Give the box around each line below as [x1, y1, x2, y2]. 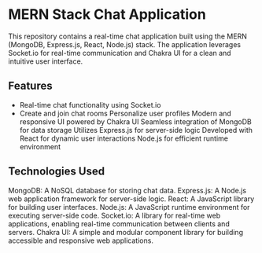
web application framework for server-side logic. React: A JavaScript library [8, 194, 255, 203]
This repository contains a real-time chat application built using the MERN [8, 31, 248, 41]
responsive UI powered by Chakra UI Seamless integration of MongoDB [19, 116, 252, 126]
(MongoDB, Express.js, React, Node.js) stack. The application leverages [8, 39, 242, 49]
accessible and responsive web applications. [8, 236, 153, 245]
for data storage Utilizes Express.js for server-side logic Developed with [19, 125, 253, 134]
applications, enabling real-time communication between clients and [8, 218, 230, 229]
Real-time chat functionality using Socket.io [19, 100, 161, 109]
